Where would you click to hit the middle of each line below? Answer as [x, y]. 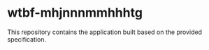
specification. [27, 39]
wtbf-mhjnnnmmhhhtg [75, 13]
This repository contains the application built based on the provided [105, 32]
